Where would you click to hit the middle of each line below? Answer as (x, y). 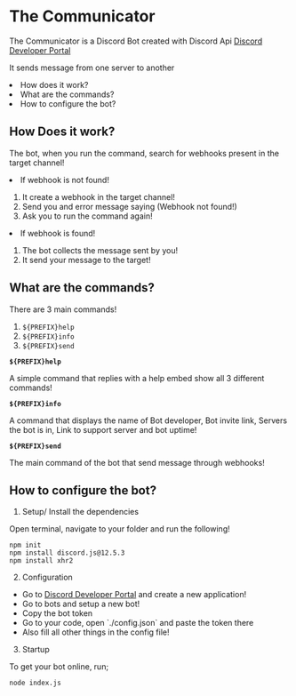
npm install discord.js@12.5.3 (67, 553)
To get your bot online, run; (59, 667)
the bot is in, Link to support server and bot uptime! (103, 429)
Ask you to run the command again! (87, 216)
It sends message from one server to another (92, 68)
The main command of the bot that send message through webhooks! (137, 462)
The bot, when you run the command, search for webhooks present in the (144, 153)
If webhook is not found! (65, 180)
